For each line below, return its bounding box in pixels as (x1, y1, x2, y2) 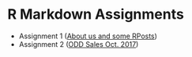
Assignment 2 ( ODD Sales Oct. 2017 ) (18, 39, 139, 48)
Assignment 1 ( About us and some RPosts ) (18, 31, 157, 41)
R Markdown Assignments (7, 5, 185, 23)
